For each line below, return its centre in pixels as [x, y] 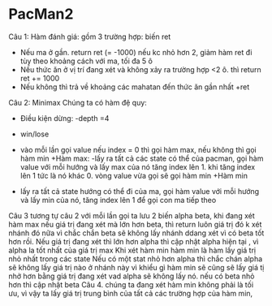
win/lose [35, 134]
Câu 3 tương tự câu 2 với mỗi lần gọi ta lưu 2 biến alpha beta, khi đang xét [132, 215]
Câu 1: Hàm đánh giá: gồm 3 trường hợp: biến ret [90, 37]
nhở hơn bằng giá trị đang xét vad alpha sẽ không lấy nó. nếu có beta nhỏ [132, 276]
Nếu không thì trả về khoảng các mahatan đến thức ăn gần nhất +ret [135, 87]
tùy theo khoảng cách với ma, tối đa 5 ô [86, 61]
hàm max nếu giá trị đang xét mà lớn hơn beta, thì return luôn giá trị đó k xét [135, 224]
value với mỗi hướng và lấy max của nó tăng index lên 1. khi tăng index [138, 166]
